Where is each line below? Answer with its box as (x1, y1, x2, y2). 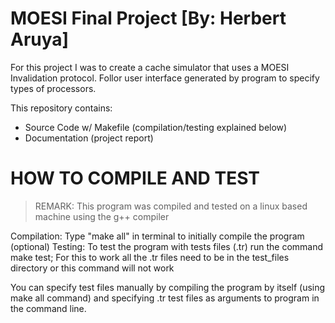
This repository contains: (10, 102, 113, 114)
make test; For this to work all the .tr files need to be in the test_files (10, 251, 290, 263)
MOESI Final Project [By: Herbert (10, 7, 287, 30)
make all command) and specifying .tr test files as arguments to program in (10, 292, 320, 304)
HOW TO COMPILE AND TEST (10, 167, 260, 190)
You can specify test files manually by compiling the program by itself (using (10, 281, 326, 293)
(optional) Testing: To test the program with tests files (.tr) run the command (10, 240, 324, 252)
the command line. (10, 302, 87, 314)
